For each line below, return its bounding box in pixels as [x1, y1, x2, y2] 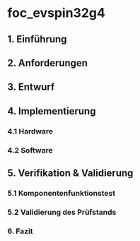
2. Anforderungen [7, 57, 88, 69]
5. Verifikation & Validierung [7, 167, 134, 179]
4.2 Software [7, 145, 53, 155]
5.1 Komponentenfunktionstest [7, 188, 115, 198]
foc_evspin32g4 [7, 5, 106, 21]
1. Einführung [7, 33, 67, 45]
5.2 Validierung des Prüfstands [7, 207, 117, 217]
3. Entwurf [7, 81, 55, 93]
